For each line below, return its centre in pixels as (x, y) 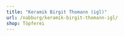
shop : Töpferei (26, 23)
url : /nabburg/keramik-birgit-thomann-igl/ (62, 18)
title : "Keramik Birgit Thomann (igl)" (57, 12)
